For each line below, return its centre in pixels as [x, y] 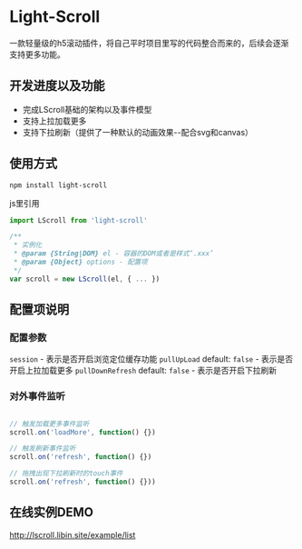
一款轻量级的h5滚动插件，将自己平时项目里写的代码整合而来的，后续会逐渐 [149, 43]
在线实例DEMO [51, 512]
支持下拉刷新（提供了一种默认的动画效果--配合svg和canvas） [138, 132]
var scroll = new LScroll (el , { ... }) [85, 279]
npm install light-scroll [58, 185]
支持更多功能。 [37, 54]
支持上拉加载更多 [54, 121]
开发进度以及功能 [57, 86]
